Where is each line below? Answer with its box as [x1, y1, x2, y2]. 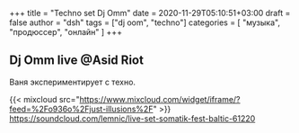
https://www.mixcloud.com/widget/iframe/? [79, 93, 241, 104]
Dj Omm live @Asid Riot [9, 53, 144, 68]
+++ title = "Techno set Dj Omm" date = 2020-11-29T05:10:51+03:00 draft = [9, 8, 291, 18]
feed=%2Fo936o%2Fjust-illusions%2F [9, 103, 154, 114]
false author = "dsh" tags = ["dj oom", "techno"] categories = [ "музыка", [9, 17, 281, 28]
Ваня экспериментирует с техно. [9, 76, 136, 87]
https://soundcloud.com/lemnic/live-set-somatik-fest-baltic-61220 [9, 112, 256, 124]
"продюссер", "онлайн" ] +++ [9, 27, 123, 37]
